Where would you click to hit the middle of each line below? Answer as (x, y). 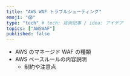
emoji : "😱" (21, 17)
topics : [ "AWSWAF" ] (31, 28)
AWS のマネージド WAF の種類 (53, 52)
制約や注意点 (40, 67)
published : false (28, 34)
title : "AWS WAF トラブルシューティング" (54, 12)
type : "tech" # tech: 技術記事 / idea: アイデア (65, 23)
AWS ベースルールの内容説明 (51, 59)
